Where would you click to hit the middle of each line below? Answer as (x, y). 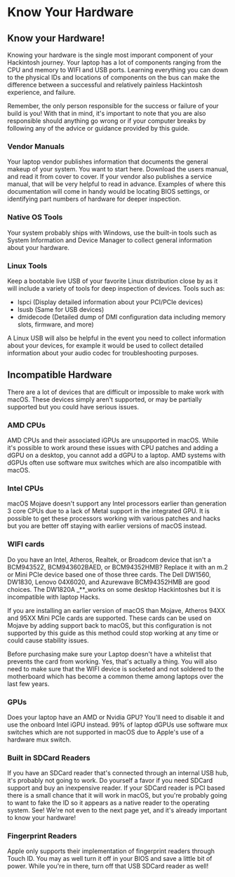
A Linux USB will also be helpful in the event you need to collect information (116, 338)
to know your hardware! (42, 818)
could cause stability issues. (48, 640)
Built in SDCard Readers (49, 758)
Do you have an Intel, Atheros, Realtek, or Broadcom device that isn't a (109, 560)
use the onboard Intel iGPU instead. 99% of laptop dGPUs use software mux (117, 725)
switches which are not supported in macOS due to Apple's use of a (106, 732)
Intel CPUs (26, 488)
